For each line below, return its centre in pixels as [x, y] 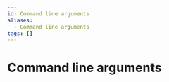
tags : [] [20, 33]
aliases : [20, 20]
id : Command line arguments [49, 14]
